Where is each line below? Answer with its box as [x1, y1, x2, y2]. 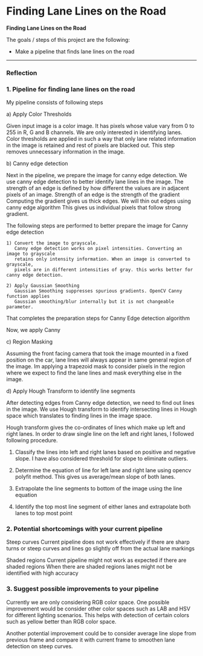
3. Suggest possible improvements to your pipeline [6, 584, 159, 593]
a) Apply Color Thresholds [6, 110, 72, 118]
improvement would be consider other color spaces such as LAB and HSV [6, 605, 191, 612]
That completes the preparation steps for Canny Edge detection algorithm [6, 314, 190, 322]
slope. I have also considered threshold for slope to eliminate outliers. [14, 455, 188, 462]
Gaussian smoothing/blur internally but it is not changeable [14, 299, 174, 305]
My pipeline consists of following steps [6, 99, 104, 106]
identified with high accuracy [6, 569, 79, 577]
